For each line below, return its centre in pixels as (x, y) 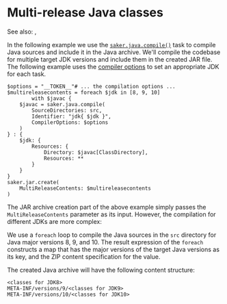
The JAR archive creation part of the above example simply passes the (107, 207)
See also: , (22, 31)
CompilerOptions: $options (70, 122)
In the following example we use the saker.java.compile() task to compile (111, 45)
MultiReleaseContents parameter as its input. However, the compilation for (112, 214)
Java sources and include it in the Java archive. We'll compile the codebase (114, 52)
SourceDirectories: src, (67, 110)
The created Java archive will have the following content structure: (101, 270)
